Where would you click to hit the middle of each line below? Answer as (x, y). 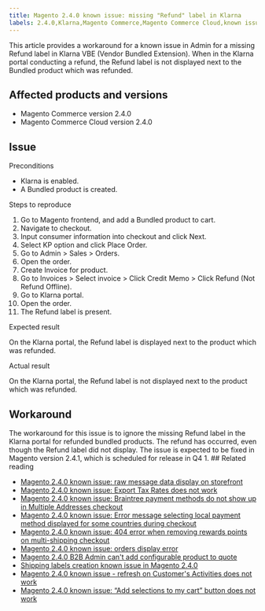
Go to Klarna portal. (52, 295)
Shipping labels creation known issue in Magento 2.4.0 (109, 565)
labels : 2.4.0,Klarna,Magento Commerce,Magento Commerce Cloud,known (125, 23)
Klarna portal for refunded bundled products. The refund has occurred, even (133, 441)
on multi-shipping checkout (65, 540)
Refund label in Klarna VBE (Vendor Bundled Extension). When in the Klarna (131, 53)
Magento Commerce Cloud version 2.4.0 (86, 122)
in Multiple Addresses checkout (72, 506)
